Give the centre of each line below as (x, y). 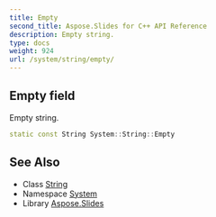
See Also (35, 163)
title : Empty (34, 18)
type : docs (30, 43)
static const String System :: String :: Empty (92, 134)
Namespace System (59, 194)
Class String (45, 184)
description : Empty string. (62, 34)
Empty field (42, 96)
